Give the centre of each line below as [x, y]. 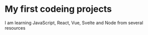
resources [15, 28]
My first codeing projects [58, 9]
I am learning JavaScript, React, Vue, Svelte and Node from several [74, 23]
